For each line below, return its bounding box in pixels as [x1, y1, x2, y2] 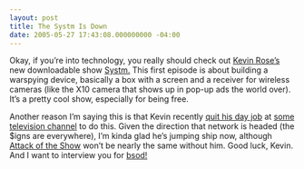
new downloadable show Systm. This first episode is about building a [9, 65, 269, 75]
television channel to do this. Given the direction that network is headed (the [9, 121, 295, 132]
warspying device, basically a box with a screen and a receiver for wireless [9, 75, 290, 85]
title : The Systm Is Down [9, 22, 107, 31]
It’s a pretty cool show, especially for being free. [9, 94, 189, 104]
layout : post [9, 13, 59, 23]
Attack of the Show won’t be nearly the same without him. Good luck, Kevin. [9, 140, 293, 151]
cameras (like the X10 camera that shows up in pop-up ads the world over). [9, 84, 291, 95]
